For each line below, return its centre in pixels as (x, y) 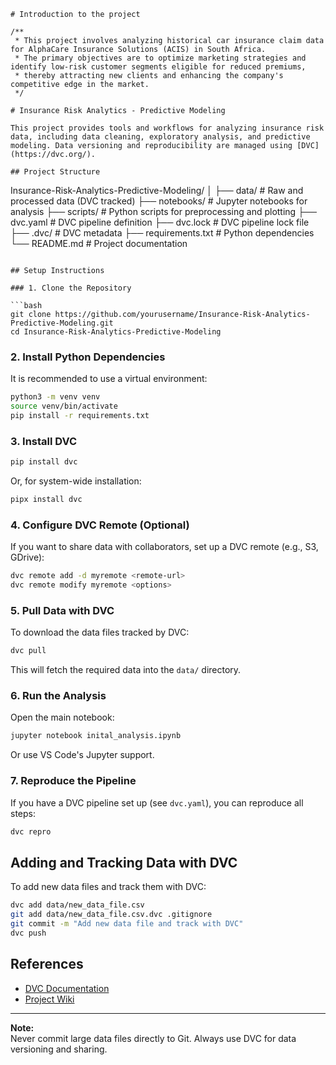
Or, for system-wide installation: (76, 481)
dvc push (28, 933)
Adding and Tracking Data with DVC (124, 862)
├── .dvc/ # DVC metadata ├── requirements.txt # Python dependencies (162, 233)
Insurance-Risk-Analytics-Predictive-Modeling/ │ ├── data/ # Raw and (157, 190)
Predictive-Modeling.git (62, 323)
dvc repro (31, 831)
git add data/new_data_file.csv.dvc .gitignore (111, 915)
